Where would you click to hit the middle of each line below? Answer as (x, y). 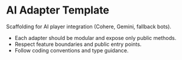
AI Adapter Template (58, 10)
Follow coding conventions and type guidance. (71, 50)
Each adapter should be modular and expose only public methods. (95, 38)
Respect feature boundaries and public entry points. (78, 44)
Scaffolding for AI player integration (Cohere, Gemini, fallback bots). (89, 26)
